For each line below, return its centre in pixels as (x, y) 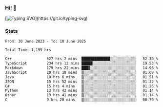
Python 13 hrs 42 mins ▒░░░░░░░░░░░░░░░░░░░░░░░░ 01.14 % (82, 91)
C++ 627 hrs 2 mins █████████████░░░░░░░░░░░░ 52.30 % (82, 59)
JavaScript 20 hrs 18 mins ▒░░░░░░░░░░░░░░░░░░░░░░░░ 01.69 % (82, 72)
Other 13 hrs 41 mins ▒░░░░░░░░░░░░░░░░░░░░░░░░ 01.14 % (82, 95)
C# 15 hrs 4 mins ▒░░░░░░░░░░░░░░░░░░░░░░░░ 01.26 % (82, 86)
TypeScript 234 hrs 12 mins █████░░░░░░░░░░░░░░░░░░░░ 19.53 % (82, 64)
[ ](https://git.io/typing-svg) (46, 19)
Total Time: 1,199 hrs (28, 50)
